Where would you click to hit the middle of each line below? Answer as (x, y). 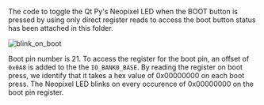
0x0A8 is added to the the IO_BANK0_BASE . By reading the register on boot (126, 67)
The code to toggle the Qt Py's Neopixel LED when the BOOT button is (123, 11)
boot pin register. (36, 92)
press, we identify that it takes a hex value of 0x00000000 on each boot (126, 75)
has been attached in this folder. (61, 28)
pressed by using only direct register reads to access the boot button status (132, 20)
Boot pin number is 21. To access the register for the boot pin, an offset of (129, 59)
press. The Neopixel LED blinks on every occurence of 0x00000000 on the (131, 84)
